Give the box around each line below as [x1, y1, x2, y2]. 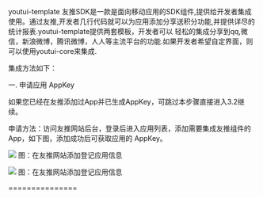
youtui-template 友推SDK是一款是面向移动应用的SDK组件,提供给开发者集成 [8, 7, 252, 16]
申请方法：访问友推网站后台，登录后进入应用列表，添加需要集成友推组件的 [8, 124, 251, 133]
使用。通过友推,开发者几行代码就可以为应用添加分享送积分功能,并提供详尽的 [8, 17, 256, 26]
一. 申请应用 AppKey [8, 80, 75, 89]
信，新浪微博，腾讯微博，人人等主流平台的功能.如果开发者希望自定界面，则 [8, 36, 253, 46]
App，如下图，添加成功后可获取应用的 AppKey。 [8, 134, 168, 143]
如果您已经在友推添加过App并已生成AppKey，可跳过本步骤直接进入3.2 [8, 97, 238, 106]
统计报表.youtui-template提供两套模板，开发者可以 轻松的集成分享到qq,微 [8, 27, 248, 36]
